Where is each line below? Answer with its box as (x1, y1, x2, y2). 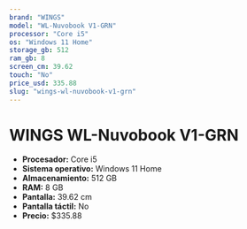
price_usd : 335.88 (9, 79, 77, 88)
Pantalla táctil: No (21, 201, 89, 212)
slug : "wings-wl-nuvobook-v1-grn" (9, 87, 137, 95)
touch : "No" (9, 71, 53, 80)
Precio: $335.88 (21, 210, 82, 221)
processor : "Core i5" (9, 29, 89, 38)
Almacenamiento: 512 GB (21, 173, 118, 184)
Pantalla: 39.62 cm (21, 192, 93, 202)
